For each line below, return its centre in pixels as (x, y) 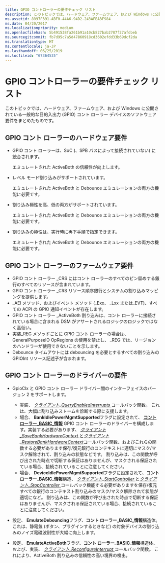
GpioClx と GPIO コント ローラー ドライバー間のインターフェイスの (80, 388)
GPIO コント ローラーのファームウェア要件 (69, 265)
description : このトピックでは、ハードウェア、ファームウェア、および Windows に (80, 14)
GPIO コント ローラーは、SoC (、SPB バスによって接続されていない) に (84, 150)
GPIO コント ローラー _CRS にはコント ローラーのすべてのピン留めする (84, 278)
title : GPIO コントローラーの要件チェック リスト (51, 10)
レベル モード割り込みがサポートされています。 (60, 177)
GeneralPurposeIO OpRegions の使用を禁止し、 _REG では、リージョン (84, 340)
